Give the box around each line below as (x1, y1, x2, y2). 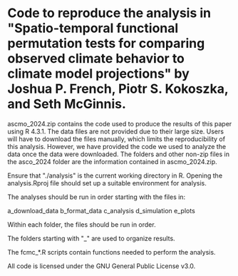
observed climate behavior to (7, 51, 185, 67)
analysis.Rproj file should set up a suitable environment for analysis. (7, 178, 207, 187)
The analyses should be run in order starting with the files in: (7, 193, 186, 201)
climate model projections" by (7, 66, 190, 82)
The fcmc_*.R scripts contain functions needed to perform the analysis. (7, 247, 216, 256)
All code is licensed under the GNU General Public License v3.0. (7, 262, 196, 270)
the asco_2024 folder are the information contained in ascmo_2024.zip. (7, 157, 217, 165)
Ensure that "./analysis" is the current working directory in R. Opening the (7, 171, 223, 180)
